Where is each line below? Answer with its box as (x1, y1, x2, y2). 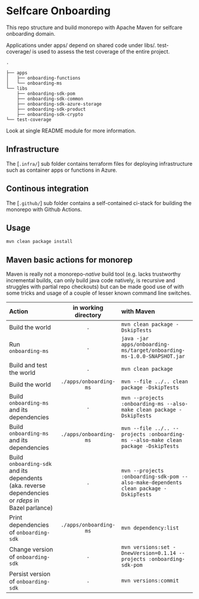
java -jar (121, 335, 149, 342)
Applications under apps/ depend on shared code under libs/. (6, 42, 156, 49)
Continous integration (6, 184, 89, 194)
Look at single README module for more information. (6, 127, 136, 134)
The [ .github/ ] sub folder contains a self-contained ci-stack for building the (6, 199, 192, 206)
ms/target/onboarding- (121, 347, 185, 354)
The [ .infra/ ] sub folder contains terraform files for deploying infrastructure (6, 160, 192, 167)
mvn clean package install (6, 239, 73, 245)
